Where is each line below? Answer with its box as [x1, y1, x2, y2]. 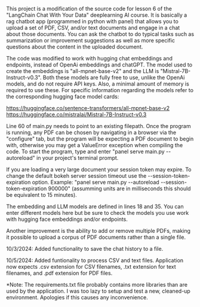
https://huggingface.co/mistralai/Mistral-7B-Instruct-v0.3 [6, 111, 147, 118]
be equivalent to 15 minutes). [6, 192, 78, 198]
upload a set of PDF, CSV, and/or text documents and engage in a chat [6, 24, 180, 31]
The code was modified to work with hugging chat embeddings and [6, 55, 173, 62]
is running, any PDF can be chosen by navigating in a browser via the [6, 129, 177, 136]
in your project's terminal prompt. [36, 154, 119, 161]
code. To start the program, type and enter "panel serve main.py [6, 148, 165, 155]
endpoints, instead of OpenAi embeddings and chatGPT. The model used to [6, 61, 193, 68]
